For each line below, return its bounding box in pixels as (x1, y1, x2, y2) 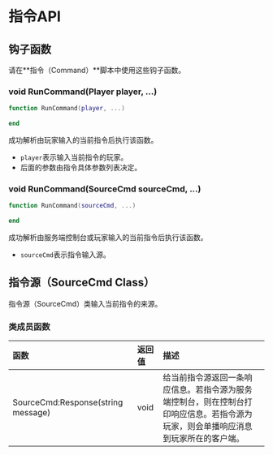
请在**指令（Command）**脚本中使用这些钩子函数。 (8, 66, 185, 75)
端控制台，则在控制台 (162, 396, 245, 407)
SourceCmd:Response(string (12, 397, 123, 408)
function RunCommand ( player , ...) (8, 105, 126, 113)
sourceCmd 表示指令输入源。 (19, 249, 111, 260)
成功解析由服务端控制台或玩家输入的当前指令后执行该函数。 (8, 232, 208, 242)
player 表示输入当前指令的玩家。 (19, 152, 128, 162)
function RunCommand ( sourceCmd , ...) (8, 202, 136, 210)
